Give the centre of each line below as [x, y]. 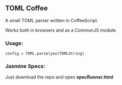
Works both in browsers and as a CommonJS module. [61, 30]
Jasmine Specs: [25, 66]
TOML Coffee [26, 8]
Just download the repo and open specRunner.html [59, 77]
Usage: [14, 43]
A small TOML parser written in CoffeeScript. [52, 20]
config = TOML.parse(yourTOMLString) [45, 54]
